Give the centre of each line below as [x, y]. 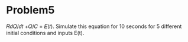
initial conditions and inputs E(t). [45, 33]
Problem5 [30, 10]
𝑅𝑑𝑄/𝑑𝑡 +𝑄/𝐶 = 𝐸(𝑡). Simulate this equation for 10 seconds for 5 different [94, 26]
